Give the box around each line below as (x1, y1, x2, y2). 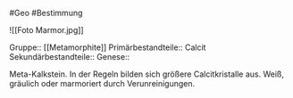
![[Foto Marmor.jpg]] (9, 25, 84, 35)
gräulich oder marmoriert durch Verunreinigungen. (9, 78, 196, 88)
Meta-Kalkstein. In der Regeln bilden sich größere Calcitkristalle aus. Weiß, (9, 69, 284, 79)
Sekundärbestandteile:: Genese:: (9, 52, 130, 61)
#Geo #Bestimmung (9, 8, 83, 18)
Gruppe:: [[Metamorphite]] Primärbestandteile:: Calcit (9, 42, 206, 53)
